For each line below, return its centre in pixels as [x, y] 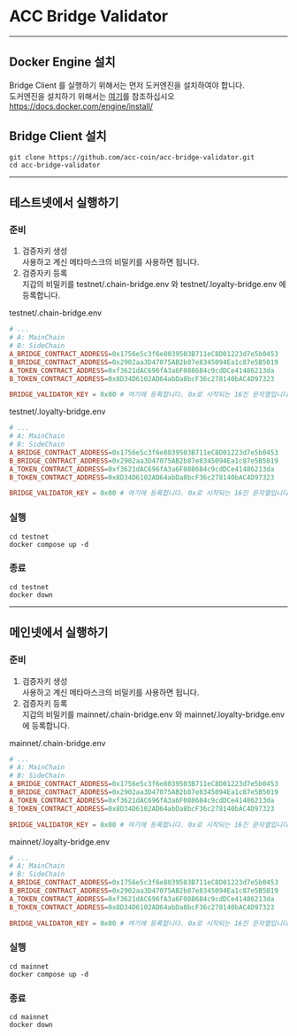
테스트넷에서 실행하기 [64, 203]
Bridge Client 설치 [58, 136]
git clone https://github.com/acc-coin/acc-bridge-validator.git [132, 157]
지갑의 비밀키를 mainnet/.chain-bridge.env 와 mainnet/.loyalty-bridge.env [153, 714]
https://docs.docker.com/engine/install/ [81, 106]
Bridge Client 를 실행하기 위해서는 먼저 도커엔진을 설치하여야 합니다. [127, 85]
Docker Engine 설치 [63, 62]
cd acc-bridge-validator [55, 165]
